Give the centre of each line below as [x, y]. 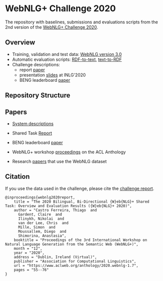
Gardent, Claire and [40, 214]
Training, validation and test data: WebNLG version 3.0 [67, 54]
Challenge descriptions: [36, 64]
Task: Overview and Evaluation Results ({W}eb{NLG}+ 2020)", [69, 206]
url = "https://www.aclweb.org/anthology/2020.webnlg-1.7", [76, 265]
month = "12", [28, 248]
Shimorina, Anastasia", [42, 236]
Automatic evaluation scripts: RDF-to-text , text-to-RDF [67, 59]
